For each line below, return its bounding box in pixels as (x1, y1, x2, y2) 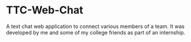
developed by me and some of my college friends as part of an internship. (6, 29, 186, 36)
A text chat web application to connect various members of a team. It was (6, 23, 185, 30)
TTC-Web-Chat (6, 3, 83, 17)
